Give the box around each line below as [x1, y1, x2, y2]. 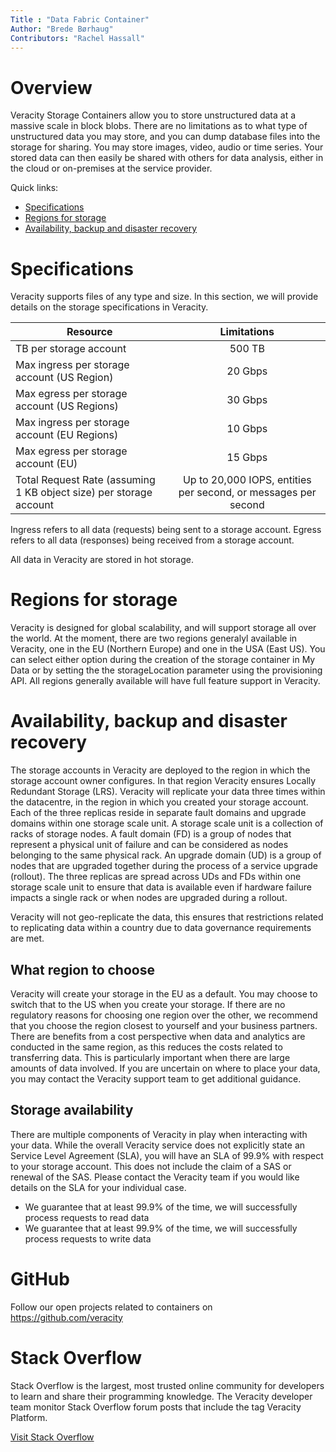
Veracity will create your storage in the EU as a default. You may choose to [10, 987, 318, 1000]
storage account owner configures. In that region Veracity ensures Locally [10, 775, 317, 787]
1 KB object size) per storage [15, 486, 153, 500]
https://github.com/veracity [10, 1311, 123, 1323]
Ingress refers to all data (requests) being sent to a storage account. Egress [10, 524, 322, 536]
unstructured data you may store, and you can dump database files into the [10, 131, 321, 143]
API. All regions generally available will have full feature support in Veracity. [10, 675, 321, 687]
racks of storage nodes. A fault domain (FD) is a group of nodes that [10, 828, 292, 840]
